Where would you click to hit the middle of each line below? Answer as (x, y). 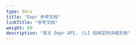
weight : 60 (19, 28)
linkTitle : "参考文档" (32, 22)
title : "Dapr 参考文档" (33, 17)
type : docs (19, 11)
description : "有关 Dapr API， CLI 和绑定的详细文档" (68, 33)
